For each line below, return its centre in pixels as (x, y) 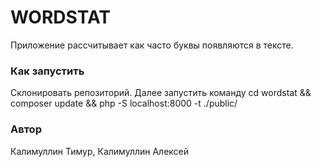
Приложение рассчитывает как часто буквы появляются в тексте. (152, 45)
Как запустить (47, 71)
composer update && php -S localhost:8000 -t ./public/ (124, 103)
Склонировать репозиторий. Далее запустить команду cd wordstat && (161, 93)
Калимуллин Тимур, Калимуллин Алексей (100, 151)
